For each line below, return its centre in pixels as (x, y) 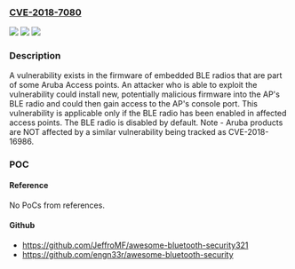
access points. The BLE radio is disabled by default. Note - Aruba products (146, 123)
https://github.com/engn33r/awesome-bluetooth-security (128, 254)
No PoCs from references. (57, 205)
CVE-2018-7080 (45, 12)
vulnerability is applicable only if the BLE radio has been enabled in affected (148, 113)
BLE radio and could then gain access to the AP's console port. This (133, 103)
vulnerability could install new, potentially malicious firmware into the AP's (144, 94)
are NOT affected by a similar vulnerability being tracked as (118, 131)
